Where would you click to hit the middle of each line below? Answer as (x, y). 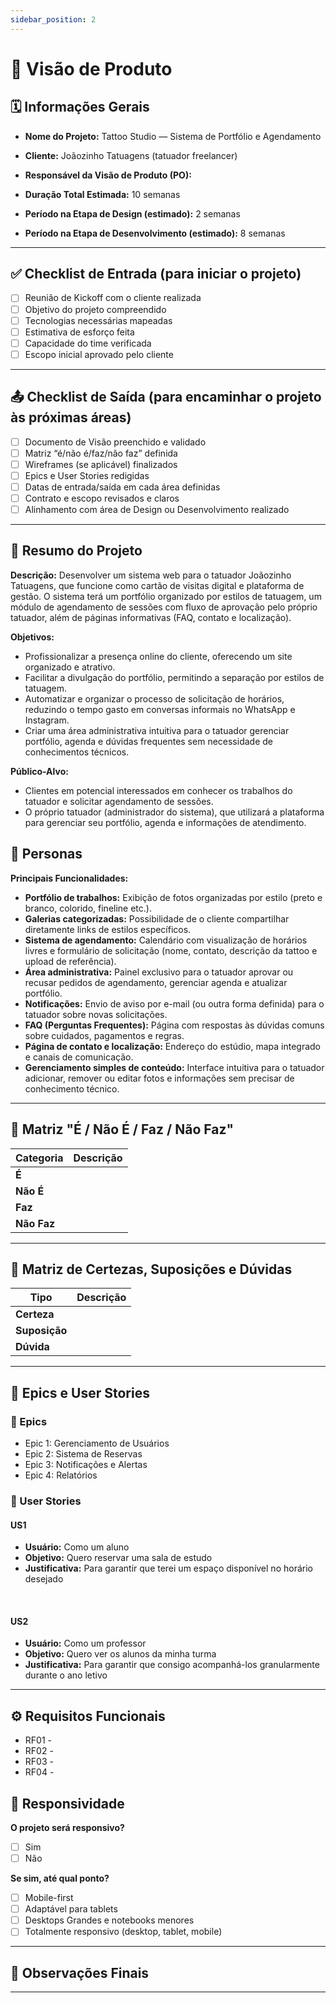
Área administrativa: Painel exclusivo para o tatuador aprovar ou (159, 972)
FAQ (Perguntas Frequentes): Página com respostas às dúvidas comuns (174, 1025)
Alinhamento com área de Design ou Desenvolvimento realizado (157, 509)
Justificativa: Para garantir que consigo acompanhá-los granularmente (172, 1665)
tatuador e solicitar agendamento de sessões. (119, 801)
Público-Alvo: (39, 771)
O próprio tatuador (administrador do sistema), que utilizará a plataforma (174, 812)
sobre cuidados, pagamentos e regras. (104, 1035)
